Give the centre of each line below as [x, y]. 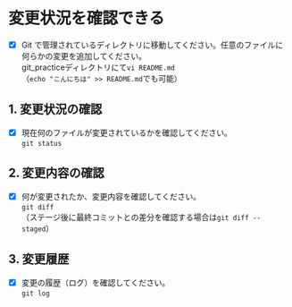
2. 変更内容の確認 [56, 173]
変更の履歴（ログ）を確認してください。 [96, 282]
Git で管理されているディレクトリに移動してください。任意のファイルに [152, 45]
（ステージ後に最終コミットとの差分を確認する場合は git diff [135, 217]
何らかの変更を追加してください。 [83, 56]
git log [35, 293]
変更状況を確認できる [87, 18]
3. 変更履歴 [39, 259]
